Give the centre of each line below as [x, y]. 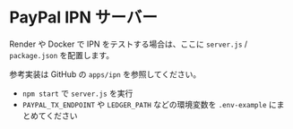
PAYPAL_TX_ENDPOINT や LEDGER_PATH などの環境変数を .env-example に [149, 104]
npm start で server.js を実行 [78, 93]
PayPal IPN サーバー [84, 17]
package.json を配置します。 [62, 55]
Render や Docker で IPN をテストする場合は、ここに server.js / [129, 44]
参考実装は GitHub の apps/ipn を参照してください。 [105, 74]
